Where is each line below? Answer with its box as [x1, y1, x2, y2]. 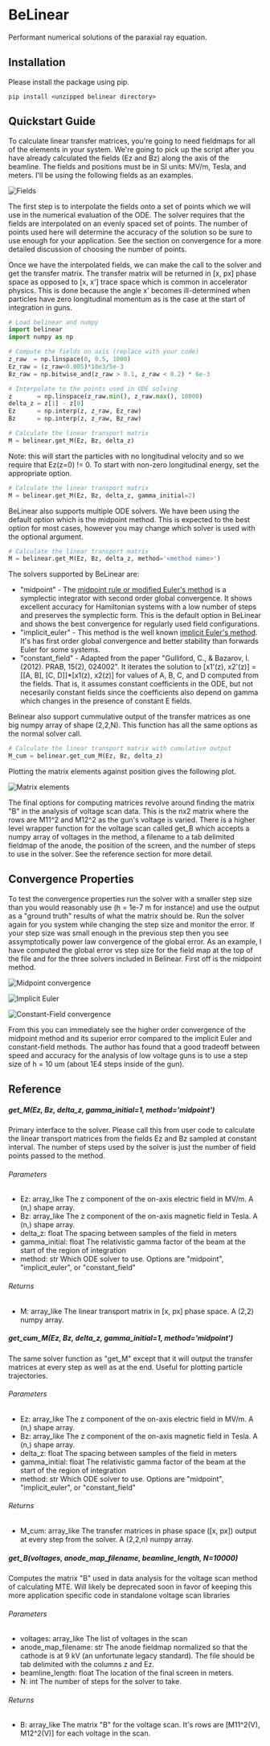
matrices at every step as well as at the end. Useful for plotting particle [8, 1362, 243, 1371]
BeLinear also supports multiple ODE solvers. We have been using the [8, 506, 239, 516]
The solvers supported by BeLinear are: [8, 570, 140, 579]
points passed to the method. [8, 1151, 106, 1161]
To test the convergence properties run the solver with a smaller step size [8, 894, 252, 903]
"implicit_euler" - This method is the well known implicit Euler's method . [19, 628, 258, 637]
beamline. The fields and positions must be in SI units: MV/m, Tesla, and [8, 161, 247, 171]
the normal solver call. [8, 729, 82, 739]
